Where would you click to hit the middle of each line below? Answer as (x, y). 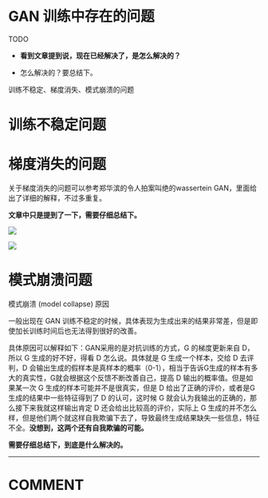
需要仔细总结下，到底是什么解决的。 (68, 445)
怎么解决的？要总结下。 (58, 72)
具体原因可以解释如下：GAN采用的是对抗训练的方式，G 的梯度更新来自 (124, 348)
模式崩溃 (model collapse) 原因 (59, 304)
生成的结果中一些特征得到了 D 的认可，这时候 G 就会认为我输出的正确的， (129, 398)
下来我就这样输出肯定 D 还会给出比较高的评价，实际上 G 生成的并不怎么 (140, 408)
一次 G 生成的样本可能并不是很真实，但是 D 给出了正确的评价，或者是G (138, 388)
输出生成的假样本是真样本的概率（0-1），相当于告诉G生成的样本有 (144, 368)
